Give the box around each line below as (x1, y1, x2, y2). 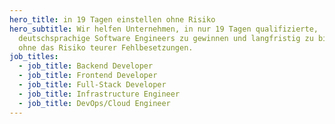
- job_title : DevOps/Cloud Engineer (18, 98, 171, 108)
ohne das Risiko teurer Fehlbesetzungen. (18, 42, 194, 53)
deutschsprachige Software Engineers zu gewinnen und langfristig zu (18, 33, 314, 43)
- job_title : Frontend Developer (18, 71, 158, 81)
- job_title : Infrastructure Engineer (18, 89, 181, 99)
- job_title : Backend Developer (18, 61, 154, 71)
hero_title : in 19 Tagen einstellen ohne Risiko (9, 14, 216, 25)
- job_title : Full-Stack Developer (18, 80, 167, 90)
